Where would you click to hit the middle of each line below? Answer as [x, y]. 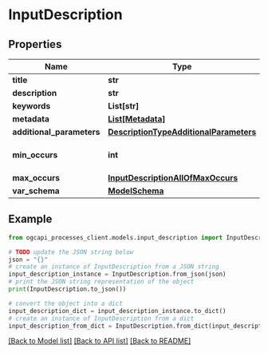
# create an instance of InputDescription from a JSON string [114, 267]
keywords [32, 106]
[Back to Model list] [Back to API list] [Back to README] [100, 341]
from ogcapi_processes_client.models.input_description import [116, 237]
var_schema [36, 191]
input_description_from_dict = [60, 326]
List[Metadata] [136, 119]
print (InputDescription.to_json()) [67, 289]
